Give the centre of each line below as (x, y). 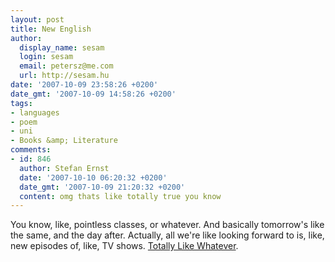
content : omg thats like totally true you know (120, 196)
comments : (31, 150)
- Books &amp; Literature (64, 141)
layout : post (37, 19)
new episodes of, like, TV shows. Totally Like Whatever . (124, 246)
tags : (21, 103)
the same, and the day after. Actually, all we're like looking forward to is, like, (167, 235)
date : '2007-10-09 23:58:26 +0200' (84, 85)
